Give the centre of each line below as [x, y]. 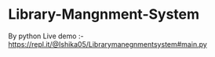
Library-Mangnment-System [104, 14]
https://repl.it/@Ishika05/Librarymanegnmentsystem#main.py [108, 44]
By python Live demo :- [46, 36]
